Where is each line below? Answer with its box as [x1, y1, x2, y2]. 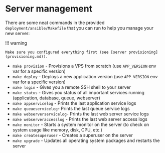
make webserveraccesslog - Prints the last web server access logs [12, 116, 148, 122]
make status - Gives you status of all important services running [12, 89, 144, 95]
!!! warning [5, 40, 28, 46]
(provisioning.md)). [5, 54, 49, 59]
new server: [5, 30, 30, 36]
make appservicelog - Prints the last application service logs [12, 100, 136, 106]
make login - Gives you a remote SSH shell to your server [12, 84, 131, 90]
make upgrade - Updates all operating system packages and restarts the [12, 137, 160, 143]
